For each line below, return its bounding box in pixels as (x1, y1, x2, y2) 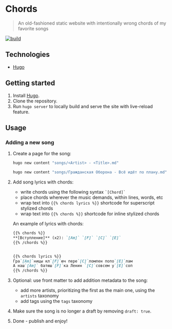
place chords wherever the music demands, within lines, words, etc (20, 194, 163, 200)
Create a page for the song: (12, 151, 71, 157)
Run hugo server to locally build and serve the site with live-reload (12, 103, 153, 109)
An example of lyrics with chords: (12, 221, 84, 227)
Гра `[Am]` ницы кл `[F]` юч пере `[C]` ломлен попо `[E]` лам (12, 258, 133, 264)
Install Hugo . (12, 92, 40, 98)
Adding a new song (5, 139, 54, 146)
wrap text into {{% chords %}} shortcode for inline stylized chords (20, 211, 160, 217)
